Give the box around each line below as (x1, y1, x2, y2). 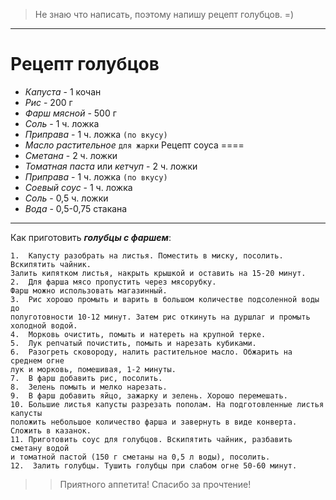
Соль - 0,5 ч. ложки (24, 192, 109, 204)
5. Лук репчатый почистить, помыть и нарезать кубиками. (10, 338, 257, 348)
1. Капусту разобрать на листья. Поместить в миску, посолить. (10, 250, 284, 261)
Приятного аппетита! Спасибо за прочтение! (59, 478, 252, 490)
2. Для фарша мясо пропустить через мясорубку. (10, 277, 217, 287)
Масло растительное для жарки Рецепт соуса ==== (24, 139, 245, 151)
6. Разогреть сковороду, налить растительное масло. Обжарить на (10, 347, 293, 357)
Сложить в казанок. (10, 425, 92, 436)
